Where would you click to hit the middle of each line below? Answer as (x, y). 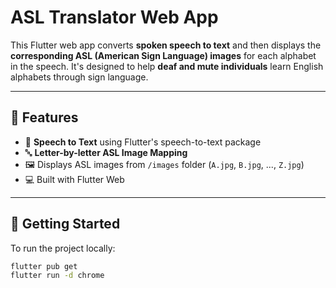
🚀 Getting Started (65, 224)
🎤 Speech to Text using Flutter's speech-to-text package (143, 142)
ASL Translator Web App (114, 17)
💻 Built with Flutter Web (74, 179)
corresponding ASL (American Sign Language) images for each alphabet (163, 55)
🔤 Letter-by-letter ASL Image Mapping (106, 152)
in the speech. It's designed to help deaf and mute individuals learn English (167, 66)
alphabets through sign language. (79, 77)
